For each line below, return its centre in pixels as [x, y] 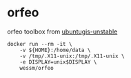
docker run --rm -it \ [40, 44]
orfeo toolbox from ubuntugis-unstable [62, 31]
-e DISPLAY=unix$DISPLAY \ [58, 62]
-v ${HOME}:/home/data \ [55, 50]
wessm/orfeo [37, 68]
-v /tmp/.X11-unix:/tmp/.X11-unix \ [72, 56]
